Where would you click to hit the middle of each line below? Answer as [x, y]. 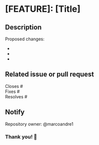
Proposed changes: [25, 39]
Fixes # [12, 91]
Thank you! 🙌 [21, 137]
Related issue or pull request [49, 74]
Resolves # [16, 96]
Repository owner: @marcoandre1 [39, 124]
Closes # [14, 86]
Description [23, 27]
